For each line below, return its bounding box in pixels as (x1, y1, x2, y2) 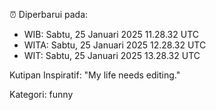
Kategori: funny (9, 89, 74, 100)
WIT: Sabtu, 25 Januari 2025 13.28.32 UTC (23, 50, 201, 61)
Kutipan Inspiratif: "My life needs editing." (9, 69, 181, 81)
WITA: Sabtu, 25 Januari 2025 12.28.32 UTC (23, 39, 207, 51)
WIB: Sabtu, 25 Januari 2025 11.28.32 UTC (23, 29, 200, 40)
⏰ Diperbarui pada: (9, 9, 89, 20)
